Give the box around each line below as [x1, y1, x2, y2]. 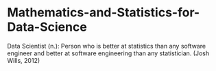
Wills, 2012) [7, 56, 40, 64]
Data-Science [7, 19, 87, 35]
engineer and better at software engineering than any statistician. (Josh [7, 49, 210, 57]
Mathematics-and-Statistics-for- [7, 5, 200, 20]
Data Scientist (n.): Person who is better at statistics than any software [7, 42, 206, 50]
